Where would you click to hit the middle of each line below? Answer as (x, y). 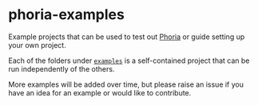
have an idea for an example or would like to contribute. (100, 92)
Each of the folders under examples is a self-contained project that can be (129, 60)
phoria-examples (67, 15)
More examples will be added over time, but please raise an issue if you (126, 84)
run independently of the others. (62, 68)
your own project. (37, 45)
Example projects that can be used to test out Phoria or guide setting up (127, 37)
